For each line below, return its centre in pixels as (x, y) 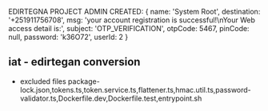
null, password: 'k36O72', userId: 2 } (68, 37)
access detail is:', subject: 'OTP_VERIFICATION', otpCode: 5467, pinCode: (129, 28)
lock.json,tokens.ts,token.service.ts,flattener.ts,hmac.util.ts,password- (136, 89)
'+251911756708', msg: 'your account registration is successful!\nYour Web (132, 20)
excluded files (43, 81)
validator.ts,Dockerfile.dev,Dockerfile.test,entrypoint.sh (111, 98)
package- (84, 81)
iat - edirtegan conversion (74, 62)
